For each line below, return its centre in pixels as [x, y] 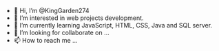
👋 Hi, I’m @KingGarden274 [51, 11]
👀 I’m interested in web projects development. [79, 18]
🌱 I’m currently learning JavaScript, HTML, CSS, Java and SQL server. [113, 25]
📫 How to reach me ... [45, 40]
